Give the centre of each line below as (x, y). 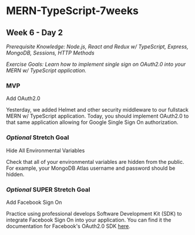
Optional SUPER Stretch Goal (48, 189)
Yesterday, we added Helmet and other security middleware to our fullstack (97, 110)
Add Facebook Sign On (34, 202)
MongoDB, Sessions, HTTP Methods (51, 53)
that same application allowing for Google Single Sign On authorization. (92, 122)
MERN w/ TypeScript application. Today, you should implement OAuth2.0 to (97, 116)
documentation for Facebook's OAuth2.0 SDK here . (68, 226)
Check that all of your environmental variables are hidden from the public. (95, 162)
